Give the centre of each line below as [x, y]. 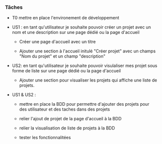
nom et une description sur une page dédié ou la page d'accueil [76, 32]
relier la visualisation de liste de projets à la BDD [67, 128]
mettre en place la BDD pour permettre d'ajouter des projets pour [84, 104]
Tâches [14, 7]
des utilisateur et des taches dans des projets [65, 109]
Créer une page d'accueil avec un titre [57, 42]
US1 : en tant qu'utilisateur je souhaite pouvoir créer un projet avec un [81, 27]
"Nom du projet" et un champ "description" [62, 56]
